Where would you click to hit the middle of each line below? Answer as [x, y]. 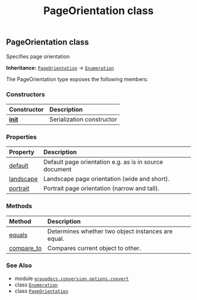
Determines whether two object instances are [110, 231]
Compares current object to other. [94, 248]
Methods [19, 206]
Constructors [26, 94]
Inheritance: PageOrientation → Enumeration [60, 68]
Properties [21, 137]
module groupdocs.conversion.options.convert [72, 278]
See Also [19, 265]
